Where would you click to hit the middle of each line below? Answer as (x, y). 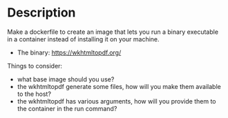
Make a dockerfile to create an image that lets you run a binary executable (113, 32)
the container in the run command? (67, 108)
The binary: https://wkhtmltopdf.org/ (69, 52)
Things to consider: (35, 66)
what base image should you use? (66, 79)
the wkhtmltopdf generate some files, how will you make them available (119, 86)
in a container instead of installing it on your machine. (84, 39)
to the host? (34, 94)
